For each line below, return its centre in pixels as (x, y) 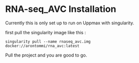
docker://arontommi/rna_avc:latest (42, 46)
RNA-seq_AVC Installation (61, 9)
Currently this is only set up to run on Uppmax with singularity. (70, 23)
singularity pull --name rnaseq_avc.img (48, 41)
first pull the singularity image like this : (46, 32)
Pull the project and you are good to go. (46, 55)
